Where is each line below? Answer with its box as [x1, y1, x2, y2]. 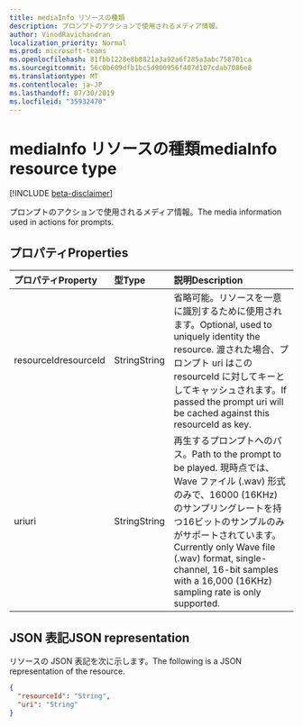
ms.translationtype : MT [9, 72, 99, 81]
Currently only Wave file [173, 541, 276, 554]
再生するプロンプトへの [173, 434, 273, 447]
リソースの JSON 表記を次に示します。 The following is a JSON [9, 655, 242, 667]
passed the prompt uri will [173, 395, 284, 408]
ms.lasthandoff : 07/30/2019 [9, 88, 115, 97]
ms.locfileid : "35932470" [9, 96, 106, 106]
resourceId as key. [173, 418, 252, 431]
